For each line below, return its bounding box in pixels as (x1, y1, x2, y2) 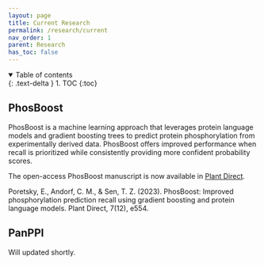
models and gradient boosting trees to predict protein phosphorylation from (8, 131, 255, 140)
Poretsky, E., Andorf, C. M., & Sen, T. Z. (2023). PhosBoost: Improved (8, 187, 234, 196)
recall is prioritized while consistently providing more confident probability (8, 147, 251, 157)
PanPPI (8, 226, 44, 240)
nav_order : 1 (8, 33, 52, 42)
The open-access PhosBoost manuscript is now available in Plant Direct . (8, 171, 246, 180)
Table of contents (15, 70, 73, 79)
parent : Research (8, 41, 66, 49)
